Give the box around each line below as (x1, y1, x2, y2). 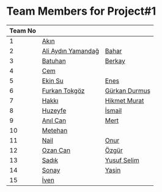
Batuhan (42, 56, 66, 65)
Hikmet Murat (105, 96, 144, 105)
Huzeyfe (42, 106, 67, 114)
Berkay (105, 56, 125, 65)
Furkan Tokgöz (42, 86, 85, 95)
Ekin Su (42, 76, 64, 85)
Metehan (42, 126, 68, 135)
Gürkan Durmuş (105, 86, 151, 95)
